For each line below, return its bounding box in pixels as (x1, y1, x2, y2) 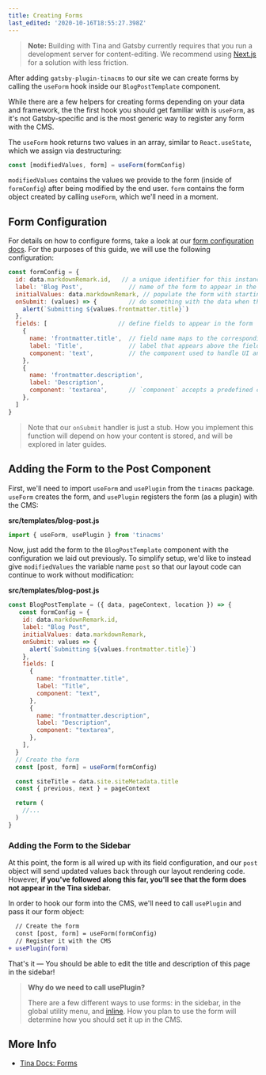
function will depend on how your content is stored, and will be (27, 431, 234, 440)
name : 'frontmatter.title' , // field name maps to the (28, 334, 218, 343)
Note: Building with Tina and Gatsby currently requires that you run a (27, 40, 253, 50)
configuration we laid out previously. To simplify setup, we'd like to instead (8, 554, 252, 563)
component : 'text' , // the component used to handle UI (28, 349, 249, 357)
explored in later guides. (27, 439, 107, 448)
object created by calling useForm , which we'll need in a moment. (8, 192, 219, 202)
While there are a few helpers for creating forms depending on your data (8, 97, 245, 106)
